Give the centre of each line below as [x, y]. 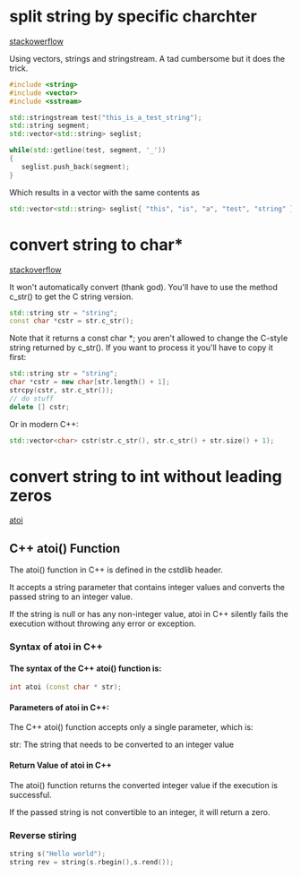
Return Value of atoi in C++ [60, 765]
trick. [19, 68]
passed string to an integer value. [71, 597]
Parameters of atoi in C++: [60, 707]
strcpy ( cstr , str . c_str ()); [62, 391]
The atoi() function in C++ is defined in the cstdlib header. [116, 570]
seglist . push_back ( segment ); [75, 167]
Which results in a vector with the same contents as [104, 192]
